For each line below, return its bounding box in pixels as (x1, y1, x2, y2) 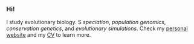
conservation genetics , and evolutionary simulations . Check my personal (6, 25, 189, 32)
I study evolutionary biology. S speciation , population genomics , (6, 19, 166, 26)
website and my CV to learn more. (6, 31, 91, 39)
